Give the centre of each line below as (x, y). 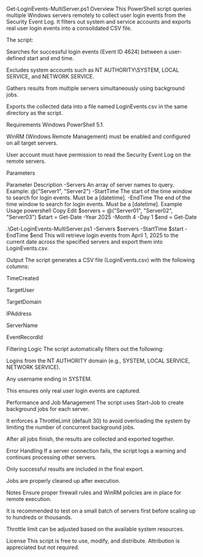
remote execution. (29, 499)
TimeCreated (23, 278)
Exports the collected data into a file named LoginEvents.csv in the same (97, 106)
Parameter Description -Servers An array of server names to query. (90, 185)
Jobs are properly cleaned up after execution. (63, 481)
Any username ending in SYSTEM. (49, 379)
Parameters (21, 173)
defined (16, 58)
